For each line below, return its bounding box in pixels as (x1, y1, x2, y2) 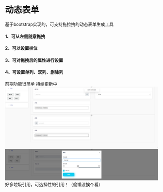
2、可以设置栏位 (5, 45, 38, 51)
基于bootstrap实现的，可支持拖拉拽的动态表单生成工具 (5, 21, 114, 27)
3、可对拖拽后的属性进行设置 (5, 57, 64, 63)
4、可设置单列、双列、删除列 (5, 69, 64, 75)
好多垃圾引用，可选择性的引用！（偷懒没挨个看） (5, 181, 103, 187)
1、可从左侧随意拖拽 (5, 33, 46, 39)
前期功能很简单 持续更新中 (5, 81, 57, 87)
